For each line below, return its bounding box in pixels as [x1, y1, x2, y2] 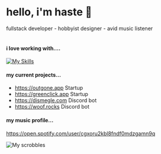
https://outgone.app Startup [14, 84, 83, 91]
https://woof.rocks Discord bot [14, 103, 90, 110]
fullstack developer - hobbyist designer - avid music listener [6, 25, 153, 32]
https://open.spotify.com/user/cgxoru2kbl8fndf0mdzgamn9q [6, 130, 156, 137]
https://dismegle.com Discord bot [14, 97, 97, 104]
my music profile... [6, 116, 54, 123]
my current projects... [6, 71, 61, 78]
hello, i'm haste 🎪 [6, 5, 92, 19]
